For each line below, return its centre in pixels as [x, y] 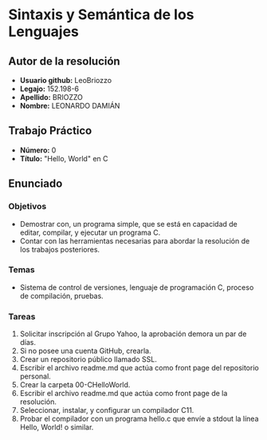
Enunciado [35, 184]
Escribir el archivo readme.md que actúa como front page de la [124, 394]
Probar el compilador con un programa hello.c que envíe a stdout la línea [139, 419]
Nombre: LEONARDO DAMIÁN [70, 106]
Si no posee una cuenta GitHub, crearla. [85, 351]
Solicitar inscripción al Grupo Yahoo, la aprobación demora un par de [133, 334]
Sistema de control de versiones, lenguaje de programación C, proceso [137, 287]
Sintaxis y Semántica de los [101, 15]
